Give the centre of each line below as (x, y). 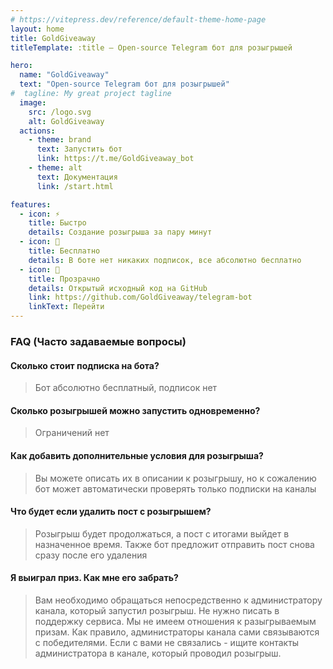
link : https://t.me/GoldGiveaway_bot (115, 159)
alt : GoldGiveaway (66, 121)
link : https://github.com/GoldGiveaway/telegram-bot (140, 297)
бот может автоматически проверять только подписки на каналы (175, 488)
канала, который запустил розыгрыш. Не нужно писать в (157, 610)
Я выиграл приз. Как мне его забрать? (94, 578)
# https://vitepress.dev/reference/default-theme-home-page (138, 19)
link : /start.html (75, 186)
